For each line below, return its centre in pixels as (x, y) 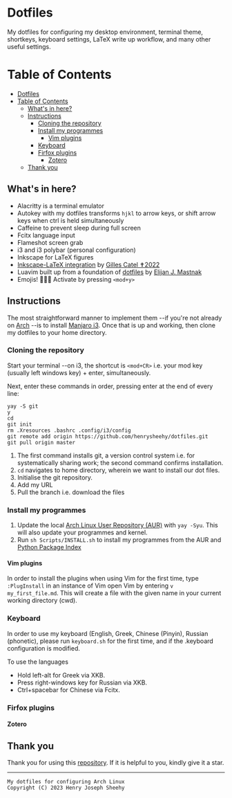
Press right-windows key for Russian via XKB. (82, 682)
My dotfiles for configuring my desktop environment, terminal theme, (105, 32)
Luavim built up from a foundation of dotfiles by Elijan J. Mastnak (109, 272)
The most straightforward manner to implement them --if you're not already (115, 318)
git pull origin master (41, 442)
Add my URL (35, 484)
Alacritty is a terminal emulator (61, 206)
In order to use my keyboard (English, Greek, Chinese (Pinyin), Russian (108, 633)
